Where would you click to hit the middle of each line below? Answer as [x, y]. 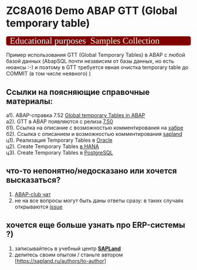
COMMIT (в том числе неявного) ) [48, 74]
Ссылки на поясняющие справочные [78, 92]
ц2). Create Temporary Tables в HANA [53, 146]
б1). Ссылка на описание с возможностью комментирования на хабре [95, 128]
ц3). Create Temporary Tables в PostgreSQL [60, 152]
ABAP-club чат [33, 194]
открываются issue [38, 207]
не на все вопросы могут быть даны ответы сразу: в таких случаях [99, 200]
